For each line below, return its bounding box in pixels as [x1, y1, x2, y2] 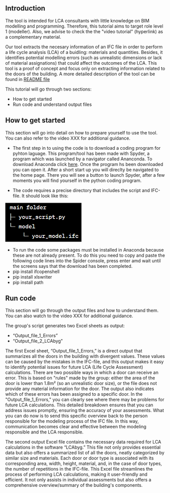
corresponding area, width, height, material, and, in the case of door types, [5, 460, 162, 467]
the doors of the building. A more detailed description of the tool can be [5, 71, 155, 77]
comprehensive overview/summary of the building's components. [5, 482, 143, 488]
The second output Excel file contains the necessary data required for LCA [5, 439, 161, 445]
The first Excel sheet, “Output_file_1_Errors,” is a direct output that [5, 348, 143, 354]
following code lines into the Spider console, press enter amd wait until [12, 257, 161, 264]
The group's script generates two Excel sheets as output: [5, 323, 125, 329]
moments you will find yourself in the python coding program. [12, 177, 142, 183]
